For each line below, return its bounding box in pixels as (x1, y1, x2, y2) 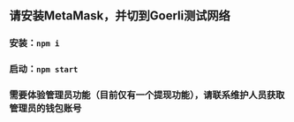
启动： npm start (9, 63, 79, 75)
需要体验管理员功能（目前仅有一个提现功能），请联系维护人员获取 (9, 89, 285, 102)
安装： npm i (9, 37, 60, 50)
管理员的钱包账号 (9, 103, 82, 115)
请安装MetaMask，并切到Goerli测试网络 (9, 8, 231, 24)
